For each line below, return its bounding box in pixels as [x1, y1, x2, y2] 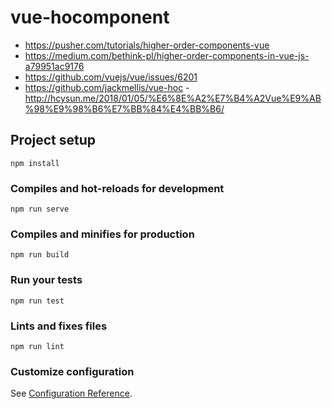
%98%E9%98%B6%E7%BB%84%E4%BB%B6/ [24, 102, 225, 115]
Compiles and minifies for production [10, 227, 195, 241]
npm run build [10, 250, 70, 260]
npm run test [10, 296, 65, 306]
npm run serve [10, 204, 70, 215]
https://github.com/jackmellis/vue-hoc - [24, 81, 190, 93]
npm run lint [10, 341, 65, 351]
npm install [10, 158, 60, 168]
